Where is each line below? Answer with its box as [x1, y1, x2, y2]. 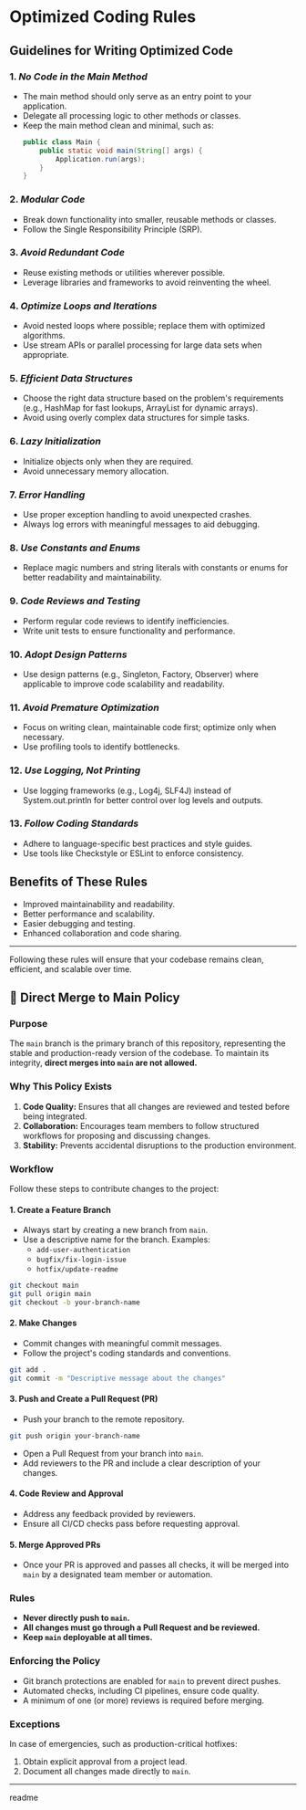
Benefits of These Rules [9, 874, 148, 890]
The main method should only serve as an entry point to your [22, 90, 252, 101]
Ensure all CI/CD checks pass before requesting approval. [22, 1518, 240, 1529]
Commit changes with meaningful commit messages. [22, 1337, 222, 1348]
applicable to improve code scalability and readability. [22, 678, 225, 689]
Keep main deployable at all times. [22, 1632, 153, 1643]
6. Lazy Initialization [9, 435, 102, 448]
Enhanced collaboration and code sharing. [22, 927, 182, 938]
